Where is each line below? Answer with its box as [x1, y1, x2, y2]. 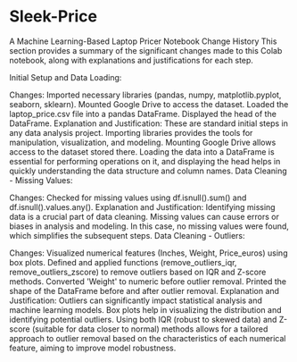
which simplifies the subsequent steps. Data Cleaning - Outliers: [9, 230, 245, 240]
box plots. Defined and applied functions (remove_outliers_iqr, [9, 257, 237, 267]
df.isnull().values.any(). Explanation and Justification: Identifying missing [9, 201, 276, 212]
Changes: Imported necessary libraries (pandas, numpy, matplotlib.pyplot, [9, 89, 282, 100]
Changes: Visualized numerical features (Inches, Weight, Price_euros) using [9, 248, 288, 258]
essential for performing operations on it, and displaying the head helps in [9, 156, 281, 166]
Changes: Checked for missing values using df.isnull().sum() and [9, 192, 247, 203]
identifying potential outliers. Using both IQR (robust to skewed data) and [9, 314, 277, 324]
